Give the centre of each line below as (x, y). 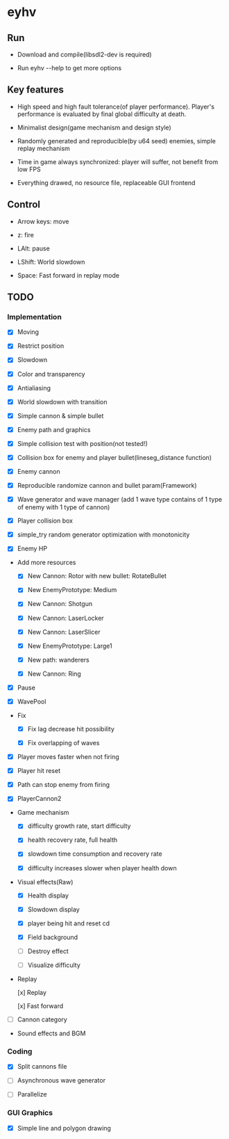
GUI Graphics (30, 1113)
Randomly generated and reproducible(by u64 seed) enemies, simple (117, 141)
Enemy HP (32, 549)
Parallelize (32, 1094)
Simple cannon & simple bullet (60, 415)
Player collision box (45, 521)
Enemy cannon (39, 471)
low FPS (29, 169)
